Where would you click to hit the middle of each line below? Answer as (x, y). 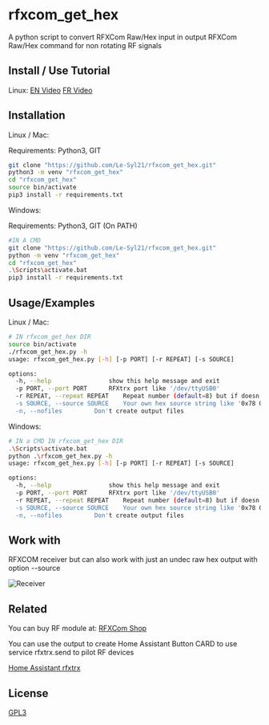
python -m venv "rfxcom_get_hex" (64, 255)
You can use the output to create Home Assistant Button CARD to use (123, 644)
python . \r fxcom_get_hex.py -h (60, 456)
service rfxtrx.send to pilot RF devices (71, 653)
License (28, 693)
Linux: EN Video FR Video (50, 90)
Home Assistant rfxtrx (44, 668)
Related (28, 609)
